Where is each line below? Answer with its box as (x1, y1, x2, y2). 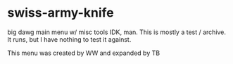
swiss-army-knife (7, 5, 114, 21)
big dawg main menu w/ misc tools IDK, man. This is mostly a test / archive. (7, 28, 227, 36)
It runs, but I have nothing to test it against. (7, 35, 132, 43)
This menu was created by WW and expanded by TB (7, 49, 160, 57)
